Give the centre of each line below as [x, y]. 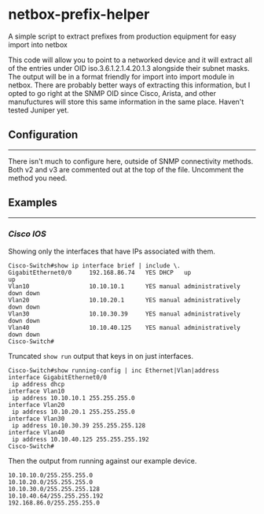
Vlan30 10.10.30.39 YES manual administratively [125, 314]
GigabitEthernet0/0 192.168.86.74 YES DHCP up [100, 272]
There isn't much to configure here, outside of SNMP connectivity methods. [131, 161]
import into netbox [38, 44]
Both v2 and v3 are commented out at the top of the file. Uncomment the [126, 169]
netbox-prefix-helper [79, 15]
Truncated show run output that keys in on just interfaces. [101, 356]
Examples [33, 203]
